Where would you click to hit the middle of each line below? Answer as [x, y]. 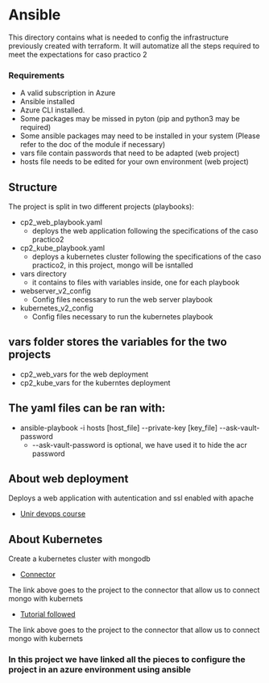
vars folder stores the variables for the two [118, 342]
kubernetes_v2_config [57, 308]
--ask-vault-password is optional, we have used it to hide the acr [139, 445]
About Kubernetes [56, 539]
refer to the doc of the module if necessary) [93, 145]
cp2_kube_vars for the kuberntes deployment [95, 382]
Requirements [37, 75]
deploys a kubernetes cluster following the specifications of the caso [147, 257]
